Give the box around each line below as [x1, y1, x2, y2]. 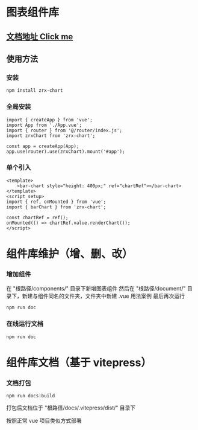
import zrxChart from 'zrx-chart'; [6, 132, 96, 139]
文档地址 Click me [6, 31, 73, 42]
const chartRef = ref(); [6, 214, 69, 220]
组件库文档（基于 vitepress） [6, 356, 152, 369]
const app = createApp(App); [6, 143, 79, 149]
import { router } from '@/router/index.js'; [6, 127, 122, 133]
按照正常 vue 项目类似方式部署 [6, 417, 82, 425]
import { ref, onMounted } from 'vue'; [6, 199, 107, 205]
